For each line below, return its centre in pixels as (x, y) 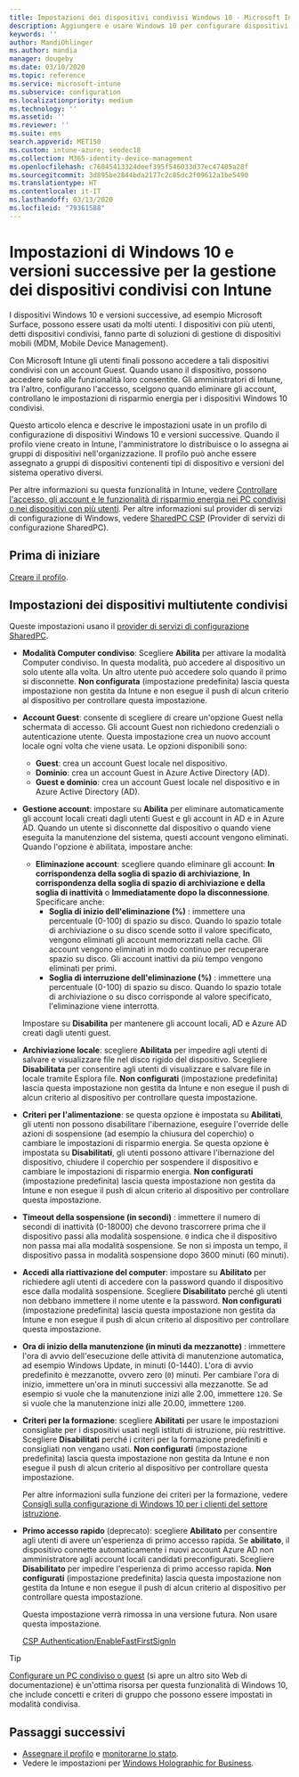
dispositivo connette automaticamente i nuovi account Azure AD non (148, 1550)
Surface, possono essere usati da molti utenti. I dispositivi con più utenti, (142, 324)
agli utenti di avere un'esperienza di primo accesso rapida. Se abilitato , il (156, 1540)
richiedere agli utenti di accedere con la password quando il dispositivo (153, 1282)
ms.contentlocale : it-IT (55, 192)
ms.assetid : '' (37, 117)
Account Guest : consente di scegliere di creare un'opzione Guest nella (152, 717)
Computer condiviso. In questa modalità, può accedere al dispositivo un (154, 663)
